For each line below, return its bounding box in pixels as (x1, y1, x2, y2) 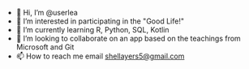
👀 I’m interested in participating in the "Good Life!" (15, 16, 185, 26)
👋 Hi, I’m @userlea (15, 8, 79, 17)
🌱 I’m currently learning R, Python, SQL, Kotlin (15, 25, 170, 34)
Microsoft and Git (15, 42, 75, 52)
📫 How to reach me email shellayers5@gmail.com (15, 51, 185, 61)
